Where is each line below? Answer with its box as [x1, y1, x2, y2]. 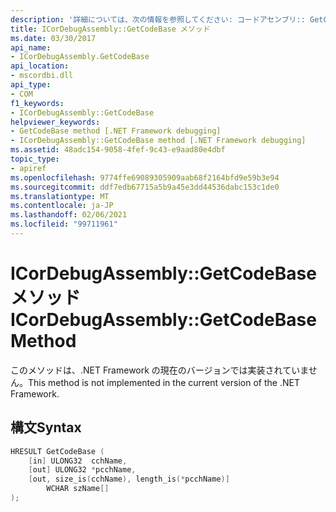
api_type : [10, 80, 52, 90]
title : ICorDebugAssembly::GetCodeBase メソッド [10, 24, 211, 34]
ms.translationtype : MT [10, 191, 110, 201]
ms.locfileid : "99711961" [10, 219, 118, 230]
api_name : [10, 42, 52, 53]
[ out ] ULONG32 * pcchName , [28, 465, 137, 475]
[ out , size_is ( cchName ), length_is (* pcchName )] [28, 474, 230, 485]
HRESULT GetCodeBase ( [10, 446, 105, 456]
